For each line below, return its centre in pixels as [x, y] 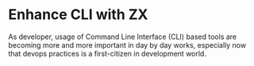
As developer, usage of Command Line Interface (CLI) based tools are [123, 37]
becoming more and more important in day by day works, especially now [127, 45]
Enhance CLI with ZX [78, 15]
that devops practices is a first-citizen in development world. [107, 53]
